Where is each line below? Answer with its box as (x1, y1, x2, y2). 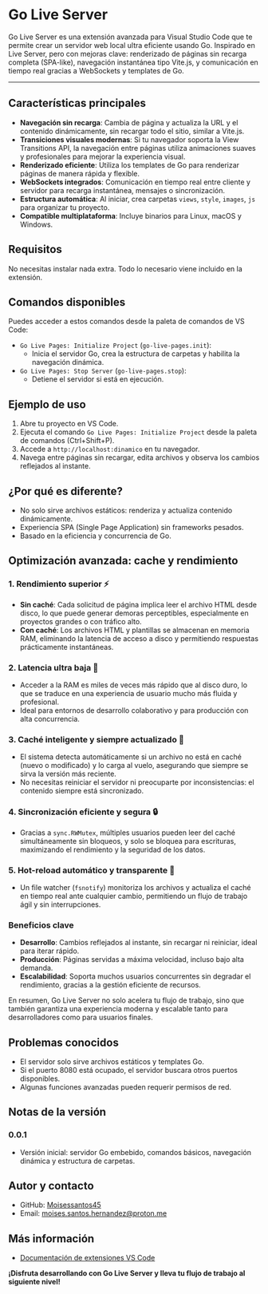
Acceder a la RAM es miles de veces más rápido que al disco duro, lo (19, 680, 248, 690)
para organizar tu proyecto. (19, 202, 110, 212)
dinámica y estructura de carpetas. (19, 1156, 136, 1165)
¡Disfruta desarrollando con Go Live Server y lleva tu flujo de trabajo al (8, 1268, 246, 1278)
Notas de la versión (8, 1106, 106, 1119)
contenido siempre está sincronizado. (19, 786, 144, 796)
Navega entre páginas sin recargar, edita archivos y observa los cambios (19, 453, 260, 462)
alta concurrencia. (19, 714, 80, 723)
